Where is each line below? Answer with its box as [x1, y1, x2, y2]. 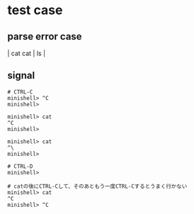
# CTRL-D [7, 162, 33, 170]
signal [7, 69, 35, 81]
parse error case [7, 30, 83, 43]
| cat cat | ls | [7, 49, 46, 57]
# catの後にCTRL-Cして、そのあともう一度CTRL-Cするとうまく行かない [7, 183, 188, 190]
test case [7, 2, 63, 18]
